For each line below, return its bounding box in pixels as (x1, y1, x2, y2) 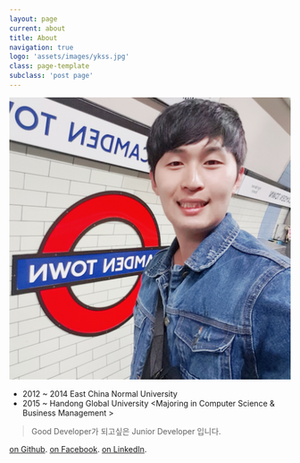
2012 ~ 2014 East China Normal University (21, 388, 179, 399)
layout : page (9, 14, 58, 23)
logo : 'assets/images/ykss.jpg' (9, 52, 129, 62)
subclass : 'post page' (9, 72, 94, 81)
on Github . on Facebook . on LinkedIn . (9, 443, 147, 454)
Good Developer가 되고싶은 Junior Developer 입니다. (30, 425, 221, 436)
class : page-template (9, 62, 90, 71)
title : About (9, 33, 58, 42)
